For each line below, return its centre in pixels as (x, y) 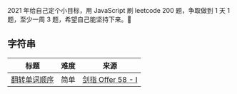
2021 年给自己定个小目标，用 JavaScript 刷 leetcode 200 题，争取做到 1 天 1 (119, 10)
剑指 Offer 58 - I (110, 79)
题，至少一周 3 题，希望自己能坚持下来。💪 (70, 19)
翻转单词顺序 (33, 79)
